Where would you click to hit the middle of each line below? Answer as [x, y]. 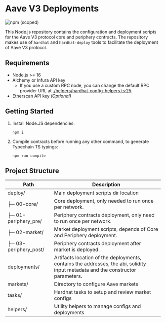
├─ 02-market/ [26, 232]
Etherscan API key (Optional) [42, 96]
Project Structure [32, 171]
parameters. [68, 276]
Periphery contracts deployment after [98, 244]
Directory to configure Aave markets [96, 284]
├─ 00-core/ [23, 204]
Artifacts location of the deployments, [98, 258]
